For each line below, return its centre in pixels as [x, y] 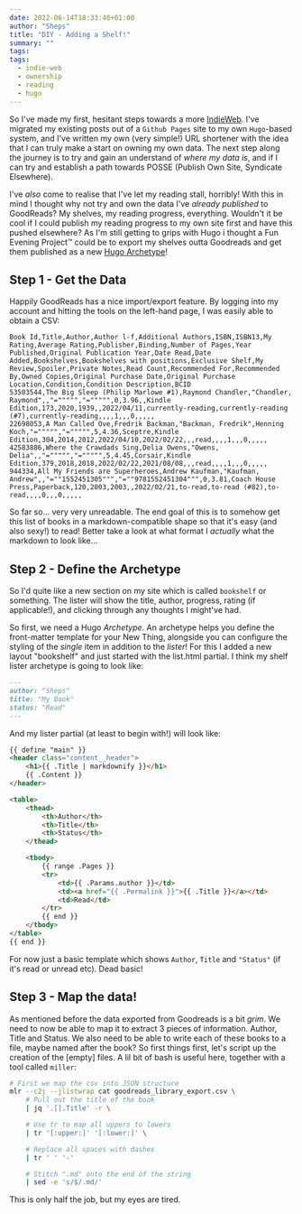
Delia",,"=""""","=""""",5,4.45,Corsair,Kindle [101, 456]
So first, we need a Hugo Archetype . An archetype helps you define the [142, 627]
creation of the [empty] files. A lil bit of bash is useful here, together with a [147, 1057]
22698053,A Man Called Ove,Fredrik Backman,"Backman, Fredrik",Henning [146, 424]
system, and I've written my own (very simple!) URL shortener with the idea [149, 138]
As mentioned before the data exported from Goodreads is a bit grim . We [145, 1019]
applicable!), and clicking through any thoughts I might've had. [125, 610]
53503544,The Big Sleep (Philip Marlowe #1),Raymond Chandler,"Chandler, [151, 393]
